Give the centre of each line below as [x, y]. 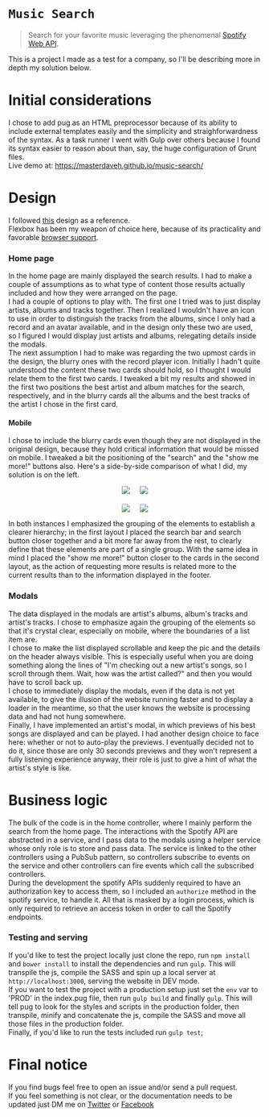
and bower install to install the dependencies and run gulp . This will [122, 963]
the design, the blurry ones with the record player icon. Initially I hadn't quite [134, 362]
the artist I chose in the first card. [63, 405]
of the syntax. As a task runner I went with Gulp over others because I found [134, 139]
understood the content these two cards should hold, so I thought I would [130, 370]
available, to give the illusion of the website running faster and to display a [131, 699]
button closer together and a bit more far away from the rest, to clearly [125, 541]
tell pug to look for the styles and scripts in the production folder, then [124, 1007]
